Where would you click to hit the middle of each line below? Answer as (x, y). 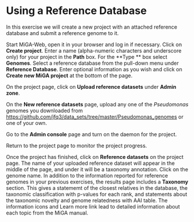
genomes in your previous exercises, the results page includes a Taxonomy (97, 182)
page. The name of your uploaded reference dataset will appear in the (91, 163)
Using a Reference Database (77, 11)
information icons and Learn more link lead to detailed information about (93, 206)
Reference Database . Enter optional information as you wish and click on (94, 69)
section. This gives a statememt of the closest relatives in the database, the (97, 188)
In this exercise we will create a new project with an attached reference (92, 27)
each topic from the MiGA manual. (47, 213)
